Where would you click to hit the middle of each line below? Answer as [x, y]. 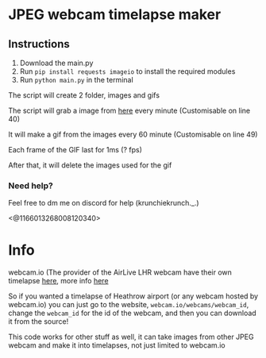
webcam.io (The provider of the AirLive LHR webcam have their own [120, 272]
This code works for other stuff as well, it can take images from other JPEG [131, 337]
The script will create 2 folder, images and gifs [84, 95]
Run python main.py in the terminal [76, 80]
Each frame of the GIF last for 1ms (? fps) [75, 150]
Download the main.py [56, 63]
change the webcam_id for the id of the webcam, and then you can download [132, 313]
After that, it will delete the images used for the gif [90, 165]
